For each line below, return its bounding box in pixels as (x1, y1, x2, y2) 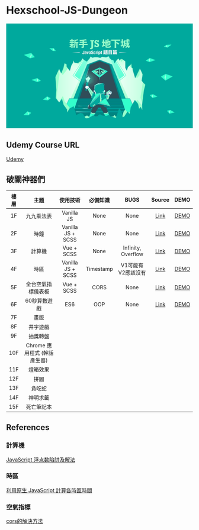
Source (151, 196, 170, 203)
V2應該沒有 (118, 269, 146, 276)
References (6, 422, 50, 432)
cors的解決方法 (6, 518, 43, 525)
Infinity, (123, 244, 142, 251)
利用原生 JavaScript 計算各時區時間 (6, 486, 93, 494)
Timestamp (85, 265, 114, 272)
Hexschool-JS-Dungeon (6, 4, 129, 17)
